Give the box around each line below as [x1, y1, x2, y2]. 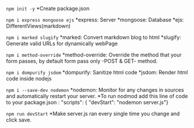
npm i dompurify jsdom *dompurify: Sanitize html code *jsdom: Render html [6, 69, 188, 75]
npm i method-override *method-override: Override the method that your [6, 51, 182, 58]
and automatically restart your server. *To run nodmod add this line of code [6, 93, 188, 99]
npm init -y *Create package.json [6, 5, 90, 12]
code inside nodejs [6, 75, 52, 82]
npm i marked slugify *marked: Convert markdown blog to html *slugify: [6, 34, 181, 40]
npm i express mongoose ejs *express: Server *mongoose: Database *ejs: [6, 16, 184, 23]
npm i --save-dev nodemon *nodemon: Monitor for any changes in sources [6, 87, 184, 93]
